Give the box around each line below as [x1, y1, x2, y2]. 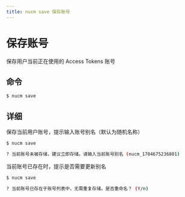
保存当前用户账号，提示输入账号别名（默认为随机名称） [6, 129, 143, 136]
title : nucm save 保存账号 [6, 8, 70, 15]
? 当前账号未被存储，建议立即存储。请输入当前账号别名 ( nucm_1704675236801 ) [6, 151, 180, 157]
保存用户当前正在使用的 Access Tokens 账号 [6, 58, 115, 65]
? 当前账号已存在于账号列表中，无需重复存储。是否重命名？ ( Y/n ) [6, 186, 149, 192]
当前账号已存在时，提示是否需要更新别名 [6, 163, 106, 170]
